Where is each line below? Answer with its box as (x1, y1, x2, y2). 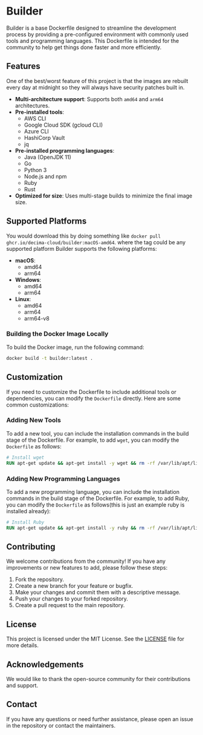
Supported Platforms (6, 216, 87, 227)
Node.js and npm (24, 173, 67, 180)
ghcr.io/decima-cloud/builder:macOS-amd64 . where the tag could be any (6, 238, 186, 246)
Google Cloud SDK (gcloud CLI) (24, 121, 103, 128)
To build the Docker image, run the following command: (6, 344, 144, 351)
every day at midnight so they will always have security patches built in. (6, 84, 185, 91)
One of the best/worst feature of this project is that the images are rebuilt (6, 77, 188, 84)
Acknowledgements (6, 659, 84, 670)
